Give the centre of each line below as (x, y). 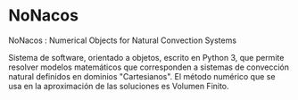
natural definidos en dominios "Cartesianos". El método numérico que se (142, 76)
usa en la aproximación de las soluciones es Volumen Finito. (119, 86)
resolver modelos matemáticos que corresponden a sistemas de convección (149, 67)
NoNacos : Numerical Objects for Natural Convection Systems (123, 40)
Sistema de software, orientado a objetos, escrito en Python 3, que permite (146, 57)
